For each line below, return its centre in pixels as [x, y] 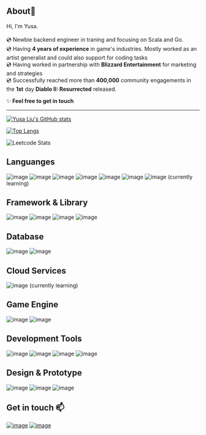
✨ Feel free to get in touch [40, 101]
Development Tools [44, 339]
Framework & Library [47, 203]
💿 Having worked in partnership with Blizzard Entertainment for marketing [101, 64]
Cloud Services [36, 271]
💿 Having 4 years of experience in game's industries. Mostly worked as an [102, 48]
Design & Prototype [44, 373]
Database [25, 237]
